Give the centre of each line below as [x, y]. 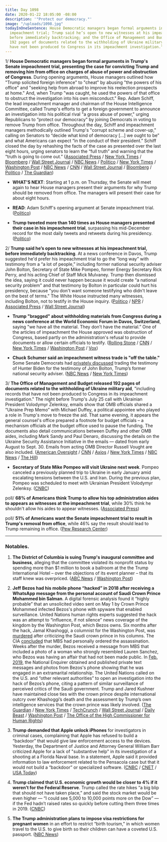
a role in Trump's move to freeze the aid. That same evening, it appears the [82, 415]
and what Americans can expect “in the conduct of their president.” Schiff [81, 141]
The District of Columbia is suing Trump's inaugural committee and [83, 557]
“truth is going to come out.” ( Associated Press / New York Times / [73, 156]
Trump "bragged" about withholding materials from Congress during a [87, 316]
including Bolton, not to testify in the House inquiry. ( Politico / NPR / [74, 301]
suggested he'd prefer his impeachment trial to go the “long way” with [77, 259]
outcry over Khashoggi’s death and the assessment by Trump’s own [82, 699]
